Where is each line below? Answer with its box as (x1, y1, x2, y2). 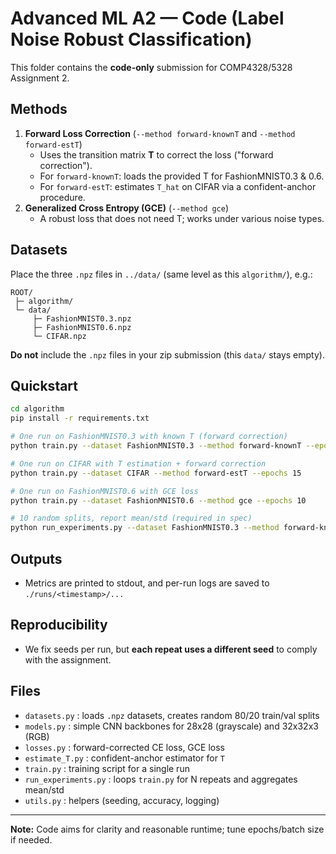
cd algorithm (10, 404, 65, 414)
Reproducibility (10, 617, 108, 634)
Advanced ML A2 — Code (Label (10, 7, 285, 30)
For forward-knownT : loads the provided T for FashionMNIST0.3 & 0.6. (39, 170, 325, 182)
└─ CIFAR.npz (32, 331, 87, 341)
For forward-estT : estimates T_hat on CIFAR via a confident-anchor (39, 180, 317, 192)
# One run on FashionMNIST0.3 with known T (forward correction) (10, 432, 288, 442)
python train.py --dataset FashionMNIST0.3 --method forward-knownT (10, 441, 302, 451)
